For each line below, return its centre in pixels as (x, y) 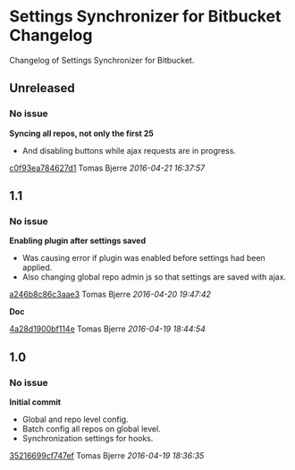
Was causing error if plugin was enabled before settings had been (143, 258)
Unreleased (42, 88)
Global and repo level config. (75, 419)
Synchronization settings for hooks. (88, 438)
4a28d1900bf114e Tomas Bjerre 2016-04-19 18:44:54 (107, 329)
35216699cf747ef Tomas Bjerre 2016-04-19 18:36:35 (107, 456)
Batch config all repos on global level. (91, 429)
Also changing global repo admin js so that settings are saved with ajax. (154, 277)
